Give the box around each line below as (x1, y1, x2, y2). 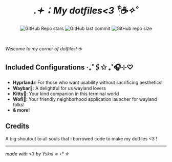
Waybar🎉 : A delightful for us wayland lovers (12, 85, 106, 91)
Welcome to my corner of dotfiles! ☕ (5, 45, 82, 51)
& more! (12, 107, 30, 113)
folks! (12, 101, 25, 107)
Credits (5, 122, 30, 131)
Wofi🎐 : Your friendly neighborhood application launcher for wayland (12, 96, 157, 102)
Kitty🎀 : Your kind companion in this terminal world (12, 91, 119, 97)
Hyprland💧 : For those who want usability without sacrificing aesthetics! (12, 79, 163, 85)
